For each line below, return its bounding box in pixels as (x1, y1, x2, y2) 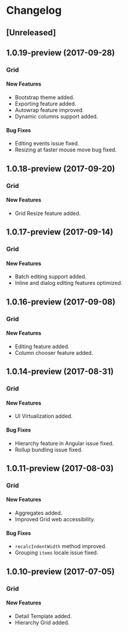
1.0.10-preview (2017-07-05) (6, 566, 115, 576)
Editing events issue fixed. (14, 140, 79, 147)
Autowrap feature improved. (14, 107, 85, 114)
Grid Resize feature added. (14, 209, 81, 217)
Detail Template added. (14, 612, 72, 619)
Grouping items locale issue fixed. (14, 549, 98, 557)
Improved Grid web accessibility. (14, 516, 95, 523)
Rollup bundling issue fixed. (14, 446, 83, 453)
